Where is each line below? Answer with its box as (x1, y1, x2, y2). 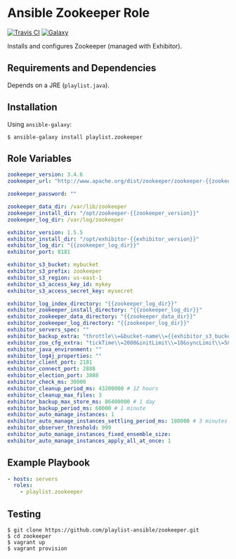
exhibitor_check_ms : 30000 (7, 378, 86, 385)
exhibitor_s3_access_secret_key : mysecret (7, 287, 133, 295)
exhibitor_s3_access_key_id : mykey (7, 281, 112, 288)
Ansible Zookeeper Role (7, 5, 150, 21)
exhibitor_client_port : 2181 (7, 359, 93, 366)
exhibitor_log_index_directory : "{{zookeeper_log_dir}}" (7, 300, 178, 307)
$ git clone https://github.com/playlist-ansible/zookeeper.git (7, 527, 199, 534)
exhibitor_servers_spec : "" (7, 326, 90, 333)
